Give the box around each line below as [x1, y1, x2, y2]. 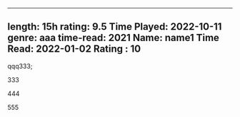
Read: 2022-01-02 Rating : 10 [7, 43, 141, 55]
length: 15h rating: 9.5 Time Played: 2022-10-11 [7, 21, 222, 33]
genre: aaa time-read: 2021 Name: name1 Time [7, 32, 220, 44]
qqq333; [7, 62, 33, 70]
